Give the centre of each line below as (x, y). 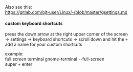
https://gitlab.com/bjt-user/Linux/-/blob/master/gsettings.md (66, 12)
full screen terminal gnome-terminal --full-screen (55, 59)
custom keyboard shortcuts (34, 23)
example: (14, 54)
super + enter (19, 64)
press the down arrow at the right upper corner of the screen (66, 34)
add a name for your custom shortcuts (44, 45)
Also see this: (19, 7)
